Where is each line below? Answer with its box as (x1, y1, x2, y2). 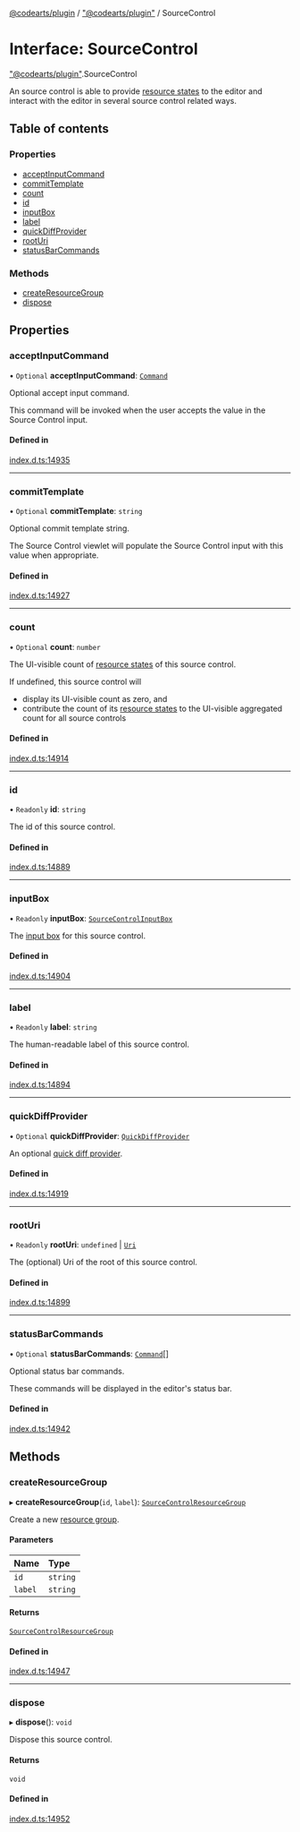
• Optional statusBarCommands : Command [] (9, 1348, 170, 1359)
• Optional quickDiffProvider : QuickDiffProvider (9, 1130, 190, 1141)
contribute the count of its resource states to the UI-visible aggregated (21, 703, 283, 714)
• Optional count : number (9, 641, 101, 652)
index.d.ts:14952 (9, 1813, 71, 1824)
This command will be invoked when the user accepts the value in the (9, 405, 266, 415)
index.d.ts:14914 (9, 752, 70, 764)
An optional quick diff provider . (9, 1148, 123, 1159)
